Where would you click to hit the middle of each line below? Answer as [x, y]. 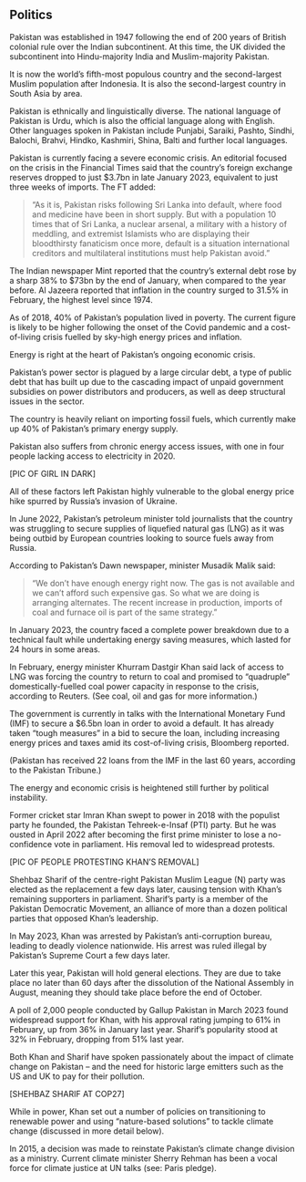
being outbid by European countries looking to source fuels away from [142, 538]
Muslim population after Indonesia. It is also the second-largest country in [148, 83]
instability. [29, 797]
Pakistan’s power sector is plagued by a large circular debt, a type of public [151, 372]
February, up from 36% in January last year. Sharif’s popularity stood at [143, 1029]
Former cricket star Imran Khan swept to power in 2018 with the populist [145, 814]
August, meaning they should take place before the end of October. [136, 992]
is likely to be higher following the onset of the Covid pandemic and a [139, 327]
